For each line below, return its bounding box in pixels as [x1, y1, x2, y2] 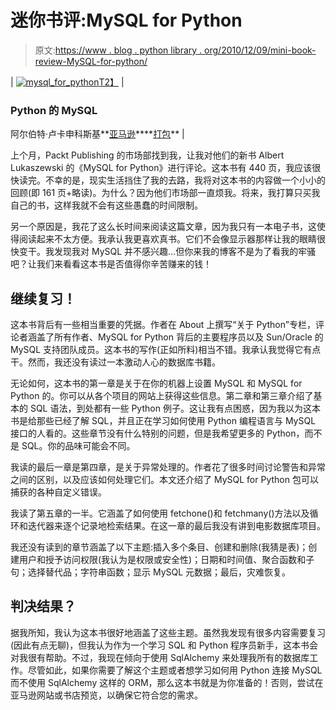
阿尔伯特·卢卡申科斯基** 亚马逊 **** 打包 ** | [10, 128, 185, 140]
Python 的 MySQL [10, 103, 98, 117]
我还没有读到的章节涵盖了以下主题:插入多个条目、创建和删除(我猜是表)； [10, 541, 309, 553]
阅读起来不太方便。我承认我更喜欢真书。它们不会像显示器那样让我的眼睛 [18, 233, 317, 245]
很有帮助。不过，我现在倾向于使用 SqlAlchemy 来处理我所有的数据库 [27, 651, 310, 663]
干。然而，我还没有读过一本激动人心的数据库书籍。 [10, 356, 221, 368]
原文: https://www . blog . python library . [34, 44, 203, 56]
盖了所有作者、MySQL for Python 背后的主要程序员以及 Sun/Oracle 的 [36, 331, 324, 343]
